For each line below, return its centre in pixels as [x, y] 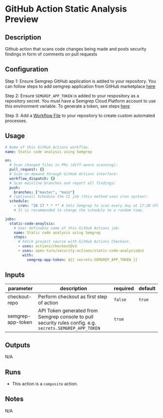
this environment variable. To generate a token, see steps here [67, 106]
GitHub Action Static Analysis [66, 9]
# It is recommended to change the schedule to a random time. [79, 210]
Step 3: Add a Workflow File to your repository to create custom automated [80, 115]
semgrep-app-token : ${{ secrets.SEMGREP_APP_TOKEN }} [82, 260]
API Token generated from [68, 311]
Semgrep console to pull [66, 317]
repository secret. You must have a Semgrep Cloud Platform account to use [81, 101]
